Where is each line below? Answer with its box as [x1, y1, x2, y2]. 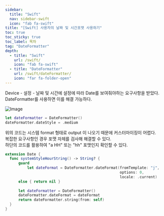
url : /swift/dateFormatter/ [14, 71, 71, 76]
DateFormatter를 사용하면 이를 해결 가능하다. [5, 96, 92, 102]
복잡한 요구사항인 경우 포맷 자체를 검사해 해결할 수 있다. [5, 136, 112, 142]
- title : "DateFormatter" [9, 67, 63, 72]
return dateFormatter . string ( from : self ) [18, 197, 105, 202]
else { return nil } [18, 179, 61, 184]
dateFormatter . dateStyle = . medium [5, 120, 78, 125]
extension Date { [5, 152, 41, 156]
